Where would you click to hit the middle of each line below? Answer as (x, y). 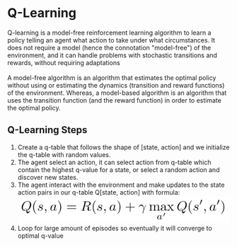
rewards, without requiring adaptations (64, 62)
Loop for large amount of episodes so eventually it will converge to (115, 229)
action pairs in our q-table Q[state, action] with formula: (99, 192)
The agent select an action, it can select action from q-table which (114, 162)
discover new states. (48, 177)
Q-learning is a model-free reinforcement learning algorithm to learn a (109, 33)
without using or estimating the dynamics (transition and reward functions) (116, 85)
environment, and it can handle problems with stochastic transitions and (112, 55)
